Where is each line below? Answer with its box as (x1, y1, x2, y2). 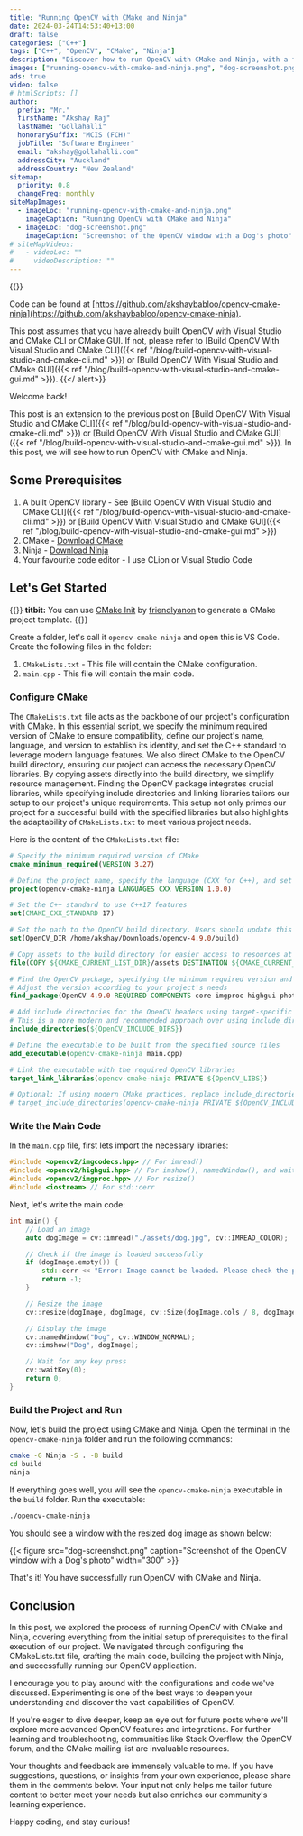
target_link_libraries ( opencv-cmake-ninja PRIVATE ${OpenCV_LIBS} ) (9, 1074, 269, 1083)
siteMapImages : (9, 197, 67, 207)
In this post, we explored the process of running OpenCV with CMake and (9, 1622, 284, 1633)
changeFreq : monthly (17, 189, 95, 198)
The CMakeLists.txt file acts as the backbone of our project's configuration (9, 711, 289, 721)
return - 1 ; (41, 1275, 83, 1284)
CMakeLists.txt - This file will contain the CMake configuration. (22, 658, 258, 669)
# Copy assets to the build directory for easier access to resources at (9, 950, 293, 959)
